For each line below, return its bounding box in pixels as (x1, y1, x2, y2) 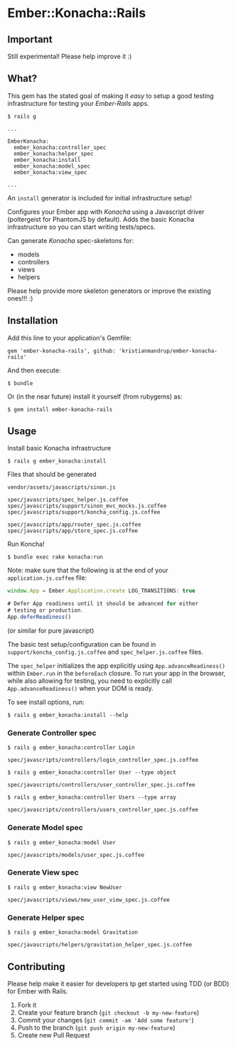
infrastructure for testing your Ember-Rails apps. (7, 99, 149, 107)
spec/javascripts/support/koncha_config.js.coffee (7, 509, 161, 516)
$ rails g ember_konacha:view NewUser (7, 883, 122, 891)
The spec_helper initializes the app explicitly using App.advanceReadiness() (7, 661, 226, 669)
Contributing (7, 961, 65, 973)
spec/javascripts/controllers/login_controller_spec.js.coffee (7, 757, 199, 764)
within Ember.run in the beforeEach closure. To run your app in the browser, (7, 669, 226, 677)
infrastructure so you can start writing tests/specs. (7, 222, 156, 231)
